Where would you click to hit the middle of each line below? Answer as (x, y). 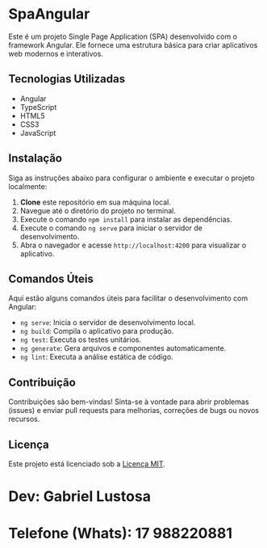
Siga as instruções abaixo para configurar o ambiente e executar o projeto (132, 178)
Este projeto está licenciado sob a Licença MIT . (87, 464)
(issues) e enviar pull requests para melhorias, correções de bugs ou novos (134, 411)
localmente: (28, 186)
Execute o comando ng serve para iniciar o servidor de (111, 228)
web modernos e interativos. (56, 53)
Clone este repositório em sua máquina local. (96, 202)
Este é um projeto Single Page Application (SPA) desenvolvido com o (123, 36)
